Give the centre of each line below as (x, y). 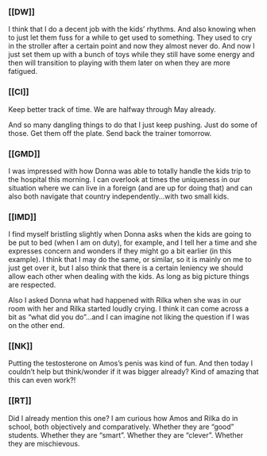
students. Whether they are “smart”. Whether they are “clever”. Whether (126, 435)
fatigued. (23, 71)
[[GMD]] (24, 153)
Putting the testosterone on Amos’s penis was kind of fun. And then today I (131, 363)
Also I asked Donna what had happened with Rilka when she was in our (125, 300)
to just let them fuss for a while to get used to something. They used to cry (130, 37)
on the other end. (37, 326)
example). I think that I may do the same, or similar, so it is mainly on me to (130, 260)
